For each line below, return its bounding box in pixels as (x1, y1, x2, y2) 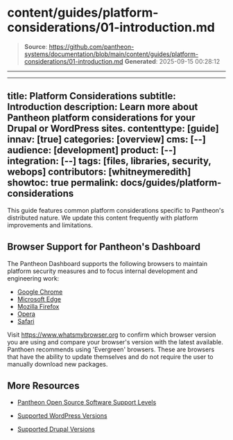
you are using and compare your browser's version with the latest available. (7, 337, 223, 346)
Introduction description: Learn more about (7, 101, 198, 113)
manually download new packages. (7, 360, 108, 368)
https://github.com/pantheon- (49, 42, 135, 51)
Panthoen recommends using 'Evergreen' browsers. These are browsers (7, 345, 215, 353)
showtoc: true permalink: (7, 177, 119, 188)
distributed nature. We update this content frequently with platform (7, 213, 198, 222)
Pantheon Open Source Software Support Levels (17, 398, 157, 407)
